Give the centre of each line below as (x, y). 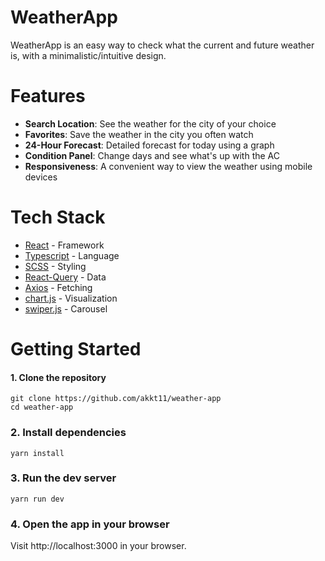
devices (41, 177)
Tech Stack (58, 217)
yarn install (37, 453)
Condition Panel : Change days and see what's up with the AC (152, 155)
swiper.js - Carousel (66, 308)
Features (48, 96)
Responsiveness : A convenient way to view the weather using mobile (168, 166)
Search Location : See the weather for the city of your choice (150, 123)
